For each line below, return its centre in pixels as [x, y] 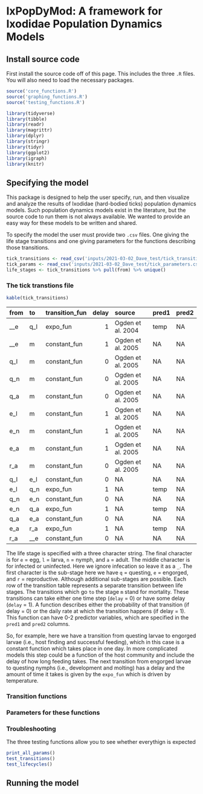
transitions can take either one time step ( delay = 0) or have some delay [96, 598]
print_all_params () [31, 753]
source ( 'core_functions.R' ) [42, 91]
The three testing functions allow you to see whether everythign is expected [101, 742]
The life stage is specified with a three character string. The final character [99, 553]
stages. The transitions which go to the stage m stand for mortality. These [98, 591]
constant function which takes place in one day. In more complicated [92, 648]
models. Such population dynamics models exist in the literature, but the [96, 210]
